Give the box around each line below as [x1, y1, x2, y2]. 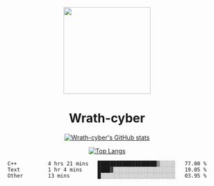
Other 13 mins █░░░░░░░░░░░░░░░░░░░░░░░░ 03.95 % [7, 172, 207, 179]
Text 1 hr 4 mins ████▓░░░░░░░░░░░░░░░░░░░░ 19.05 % [7, 166, 207, 173]
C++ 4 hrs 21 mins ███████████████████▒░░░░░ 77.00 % [7, 160, 207, 167]
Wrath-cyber [69, 110, 145, 126]
